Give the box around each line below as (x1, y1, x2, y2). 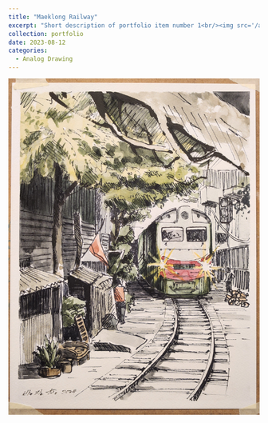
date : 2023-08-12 (8, 38, 66, 46)
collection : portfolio (8, 30, 84, 38)
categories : (8, 46, 48, 55)
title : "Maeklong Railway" (8, 13, 98, 21)
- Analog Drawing (15, 55, 73, 63)
